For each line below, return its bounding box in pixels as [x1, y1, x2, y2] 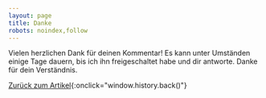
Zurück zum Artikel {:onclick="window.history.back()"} [8, 80, 187, 90]
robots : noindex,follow [8, 26, 88, 34]
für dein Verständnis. [8, 65, 78, 75]
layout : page [8, 11, 52, 20]
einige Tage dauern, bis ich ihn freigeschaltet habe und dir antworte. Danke [8, 57, 258, 66]
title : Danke [8, 19, 52, 27]
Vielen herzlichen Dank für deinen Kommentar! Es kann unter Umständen [8, 49, 251, 58]
